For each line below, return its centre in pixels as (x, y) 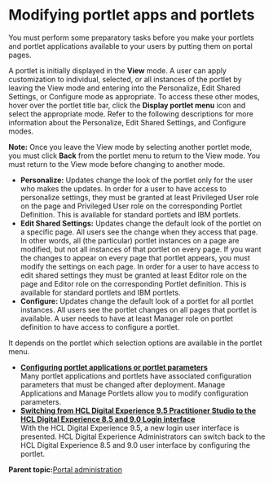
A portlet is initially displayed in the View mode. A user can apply (117, 70)
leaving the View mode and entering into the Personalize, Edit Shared (125, 88)
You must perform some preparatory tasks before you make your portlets (131, 37)
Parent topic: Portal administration (66, 469)
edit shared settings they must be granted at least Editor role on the (133, 275)
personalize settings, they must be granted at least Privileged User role (139, 197)
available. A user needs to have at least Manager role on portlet (127, 318)
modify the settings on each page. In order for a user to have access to (139, 266)
